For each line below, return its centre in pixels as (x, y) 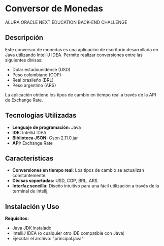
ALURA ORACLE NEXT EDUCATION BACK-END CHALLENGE (66, 22)
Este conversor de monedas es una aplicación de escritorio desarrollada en (82, 49)
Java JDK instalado (32, 228)
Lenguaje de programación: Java (47, 127)
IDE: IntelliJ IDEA (29, 132)
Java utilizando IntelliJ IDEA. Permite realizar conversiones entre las (74, 55)
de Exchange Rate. (24, 100)
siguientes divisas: (24, 60)
